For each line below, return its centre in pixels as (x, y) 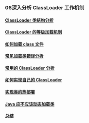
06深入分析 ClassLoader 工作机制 (45, 7)
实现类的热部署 (20, 92)
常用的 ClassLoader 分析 (30, 68)
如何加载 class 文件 (24, 44)
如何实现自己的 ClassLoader (34, 80)
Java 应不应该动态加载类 (30, 104)
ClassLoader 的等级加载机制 (34, 32)
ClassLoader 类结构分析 (29, 20)
